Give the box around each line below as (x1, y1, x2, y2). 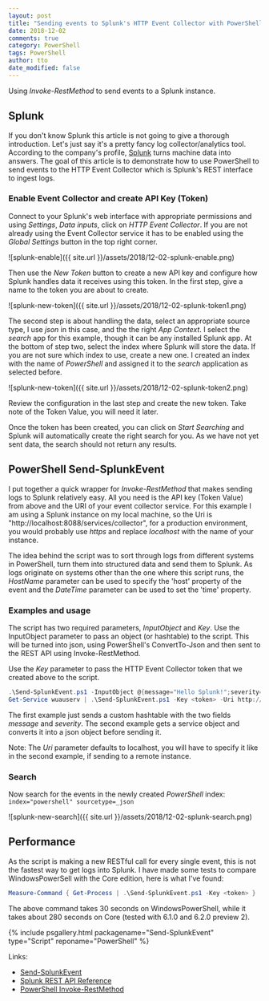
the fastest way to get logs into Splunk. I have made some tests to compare (8, 865, 257, 874)
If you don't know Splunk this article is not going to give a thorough (8, 130, 230, 140)
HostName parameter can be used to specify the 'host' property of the (8, 576, 242, 586)
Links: (8, 951, 28, 961)
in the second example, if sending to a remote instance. (8, 751, 192, 760)
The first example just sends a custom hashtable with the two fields (8, 710, 231, 719)
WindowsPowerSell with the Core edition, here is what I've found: (8, 873, 224, 883)
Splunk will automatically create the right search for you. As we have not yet (8, 431, 259, 440)
